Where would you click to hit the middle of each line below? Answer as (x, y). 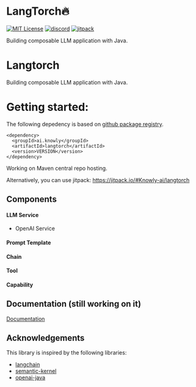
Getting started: (48, 107)
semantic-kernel (36, 371)
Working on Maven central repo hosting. (57, 168)
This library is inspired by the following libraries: (67, 353)
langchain (27, 365)
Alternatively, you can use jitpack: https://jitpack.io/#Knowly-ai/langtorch (98, 180)
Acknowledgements (45, 338)
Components (31, 200)
